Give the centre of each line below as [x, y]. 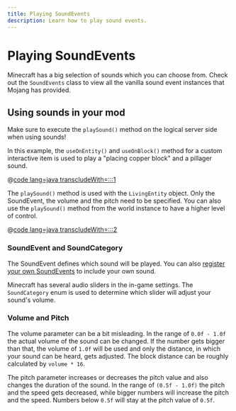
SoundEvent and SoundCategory [65, 248]
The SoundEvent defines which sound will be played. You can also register [116, 264]
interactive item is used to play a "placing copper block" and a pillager [110, 158]
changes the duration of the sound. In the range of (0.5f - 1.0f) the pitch [116, 385]
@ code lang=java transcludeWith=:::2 [62, 230]
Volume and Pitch [38, 318]
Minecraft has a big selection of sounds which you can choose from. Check [118, 75]
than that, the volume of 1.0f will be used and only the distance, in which [114, 349]
